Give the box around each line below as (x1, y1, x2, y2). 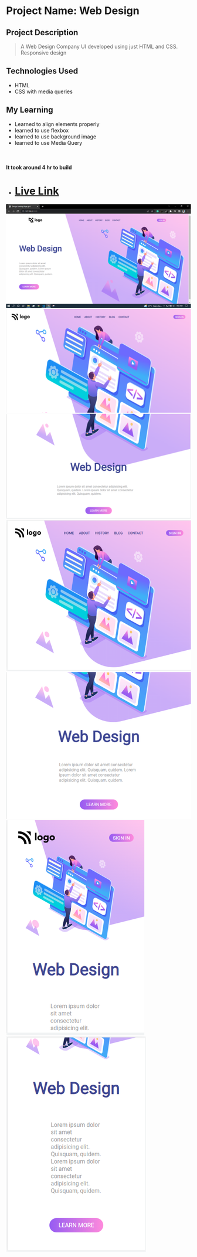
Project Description (6, 28, 79, 38)
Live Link (14, 185, 59, 198)
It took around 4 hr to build (6, 164, 72, 171)
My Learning (6, 105, 53, 115)
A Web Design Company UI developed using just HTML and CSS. (20, 43, 178, 50)
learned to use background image (14, 133, 97, 140)
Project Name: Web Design (6, 4, 140, 18)
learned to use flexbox (14, 127, 69, 134)
